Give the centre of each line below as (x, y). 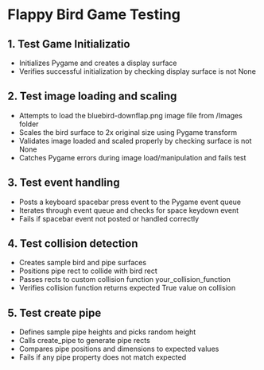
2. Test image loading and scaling (92, 96)
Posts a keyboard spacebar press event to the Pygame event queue (130, 202)
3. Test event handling (64, 183)
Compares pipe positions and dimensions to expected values (119, 349)
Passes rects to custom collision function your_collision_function (125, 279)
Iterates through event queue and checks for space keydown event (129, 210)
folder (29, 124)
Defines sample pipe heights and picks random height (107, 332)
